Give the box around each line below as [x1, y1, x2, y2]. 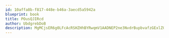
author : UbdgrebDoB [5, 21, 46, 26]
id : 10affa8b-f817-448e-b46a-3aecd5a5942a [5, 7, 96, 12]
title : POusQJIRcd [5, 16, 44, 21]
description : [5, 26, 33, 31]
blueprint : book [5, 12, 39, 17]
